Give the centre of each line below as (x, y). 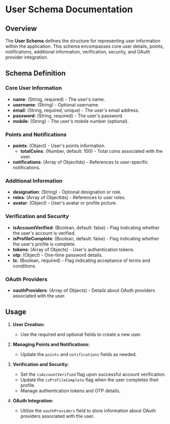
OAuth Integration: (33, 400)
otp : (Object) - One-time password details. (58, 255)
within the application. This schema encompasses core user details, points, (84, 46)
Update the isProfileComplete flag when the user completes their (90, 380)
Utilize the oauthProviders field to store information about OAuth (88, 411)
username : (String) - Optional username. (56, 104)
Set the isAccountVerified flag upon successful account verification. (93, 374)
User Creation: (29, 324)
